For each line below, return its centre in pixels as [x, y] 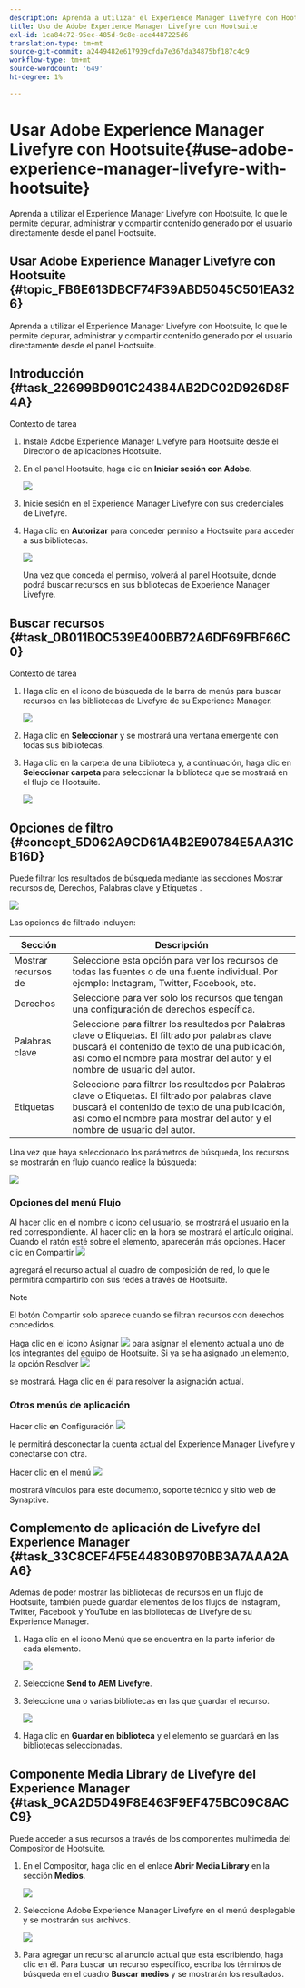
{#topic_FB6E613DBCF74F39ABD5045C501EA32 [152, 290]
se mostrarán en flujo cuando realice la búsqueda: [103, 1162]
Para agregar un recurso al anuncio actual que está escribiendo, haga [153, 1955]
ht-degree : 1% [36, 77]
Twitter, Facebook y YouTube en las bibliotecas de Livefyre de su [131, 1612]
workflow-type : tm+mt [50, 60]
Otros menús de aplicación [70, 1405]
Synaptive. [30, 1499]
